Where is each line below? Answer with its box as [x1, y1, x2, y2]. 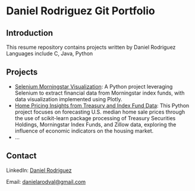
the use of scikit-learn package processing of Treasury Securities [14, 114, 176, 121]
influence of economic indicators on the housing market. [14, 127, 154, 134]
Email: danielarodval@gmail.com [6, 178, 86, 185]
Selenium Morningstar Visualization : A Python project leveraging [14, 83, 173, 90]
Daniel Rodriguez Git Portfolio [6, 4, 156, 18]
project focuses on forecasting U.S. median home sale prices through [14, 108, 185, 115]
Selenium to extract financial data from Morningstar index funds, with [14, 89, 185, 96]
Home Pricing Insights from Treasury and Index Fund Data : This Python [14, 102, 190, 109]
